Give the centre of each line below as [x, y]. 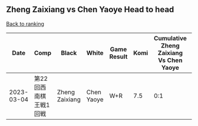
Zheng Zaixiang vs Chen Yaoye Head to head [90, 10]
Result [118, 56]
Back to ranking [25, 23]
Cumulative [170, 38]
